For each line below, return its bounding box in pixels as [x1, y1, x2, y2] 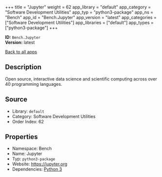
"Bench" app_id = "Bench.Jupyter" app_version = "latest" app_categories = [5, 15, 157, 20]
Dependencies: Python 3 [12, 166, 62, 172]
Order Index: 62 [12, 118, 44, 124]
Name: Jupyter [12, 151, 42, 157]
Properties [5, 133, 38, 141]
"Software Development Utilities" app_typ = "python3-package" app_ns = [5, 9, 154, 15]
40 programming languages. [5, 81, 62, 87]
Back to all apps [5, 49, 38, 55]
